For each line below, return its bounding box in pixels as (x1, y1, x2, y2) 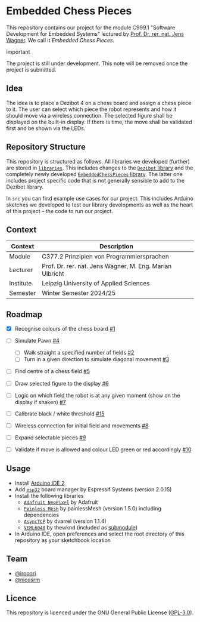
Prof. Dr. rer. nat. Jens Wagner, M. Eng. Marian (41, 262, 172, 270)
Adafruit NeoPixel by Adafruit (23, 498, 98, 506)
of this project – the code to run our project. (6, 207, 113, 214)
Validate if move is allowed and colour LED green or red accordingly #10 (14, 446, 192, 453)
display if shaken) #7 (14, 398, 67, 405)
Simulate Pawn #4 (14, 337, 60, 344)
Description (99, 242, 134, 251)
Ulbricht (41, 270, 64, 278)
